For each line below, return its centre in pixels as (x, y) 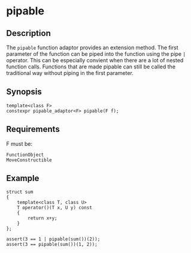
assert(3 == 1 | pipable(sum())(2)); (53, 239)
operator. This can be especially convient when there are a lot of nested (95, 60)
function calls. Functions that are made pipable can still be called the (91, 67)
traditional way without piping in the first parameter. (70, 73)
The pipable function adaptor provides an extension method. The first (92, 47)
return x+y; (43, 218)
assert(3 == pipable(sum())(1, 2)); (52, 245)
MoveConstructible (29, 160)
